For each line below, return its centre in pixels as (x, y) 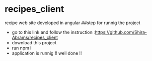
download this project (34, 42)
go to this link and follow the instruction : (53, 32)
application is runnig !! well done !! (47, 53)
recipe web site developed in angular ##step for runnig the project (73, 23)
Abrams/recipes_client (35, 37)
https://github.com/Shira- (121, 32)
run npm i (22, 48)
